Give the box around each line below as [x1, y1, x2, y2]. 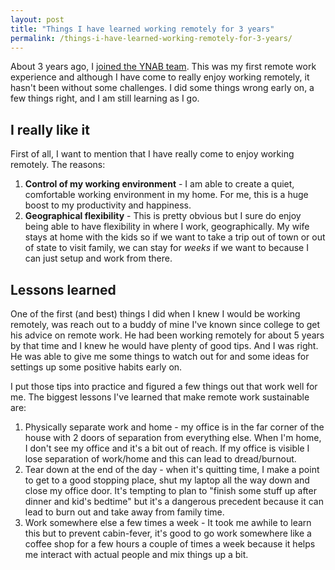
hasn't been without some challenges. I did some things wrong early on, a [10, 82, 315, 94]
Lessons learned [10, 281, 117, 298]
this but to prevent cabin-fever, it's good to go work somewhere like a [24, 527, 312, 539]
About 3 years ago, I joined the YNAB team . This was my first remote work [10, 61, 317, 73]
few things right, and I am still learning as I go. [10, 92, 200, 105]
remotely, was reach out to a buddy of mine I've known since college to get [10, 319, 321, 330]
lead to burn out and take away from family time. [24, 506, 225, 518]
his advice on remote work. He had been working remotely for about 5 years [10, 329, 325, 341]
